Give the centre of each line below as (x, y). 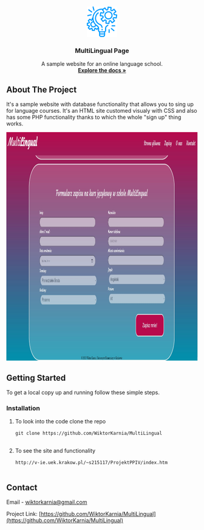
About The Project (42, 89)
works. (15, 124)
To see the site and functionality (55, 451)
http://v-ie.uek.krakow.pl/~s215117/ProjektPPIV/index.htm (91, 463)
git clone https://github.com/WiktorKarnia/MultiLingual (89, 433)
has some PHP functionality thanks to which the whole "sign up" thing (94, 117)
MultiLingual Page (102, 51)
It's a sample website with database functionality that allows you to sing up (100, 104)
